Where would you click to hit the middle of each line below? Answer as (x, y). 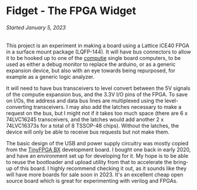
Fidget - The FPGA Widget (71, 11)
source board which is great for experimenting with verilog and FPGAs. (92, 181)
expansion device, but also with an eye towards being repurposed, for (91, 71)
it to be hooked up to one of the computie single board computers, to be (94, 58)
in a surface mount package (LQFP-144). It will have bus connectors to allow (98, 52)
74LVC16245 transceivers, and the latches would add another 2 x (85, 119)
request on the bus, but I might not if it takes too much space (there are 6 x (97, 114)
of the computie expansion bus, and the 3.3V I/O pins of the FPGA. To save (97, 95)
